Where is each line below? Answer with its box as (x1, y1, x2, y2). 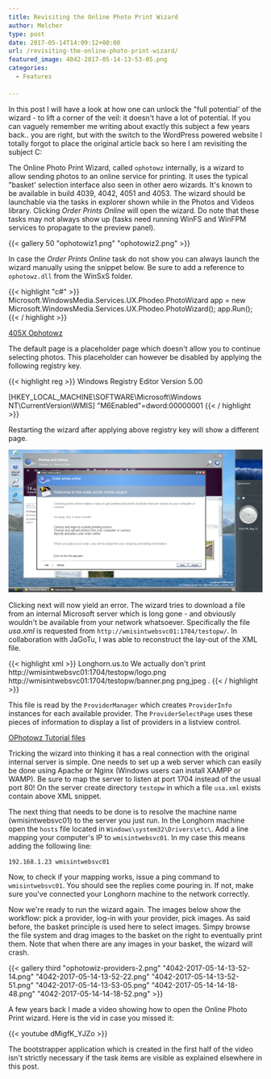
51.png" (8, 980, 34, 989)
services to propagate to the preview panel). (8, 223, 156, 232)
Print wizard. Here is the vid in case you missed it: (8, 1013, 175, 1023)
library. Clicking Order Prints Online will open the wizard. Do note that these (8, 206, 260, 215)
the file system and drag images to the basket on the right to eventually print (8, 930, 262, 939)
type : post (8, 30, 45, 38)
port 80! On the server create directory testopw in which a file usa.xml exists (8, 782, 261, 792)
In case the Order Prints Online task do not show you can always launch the (8, 254, 260, 264)
